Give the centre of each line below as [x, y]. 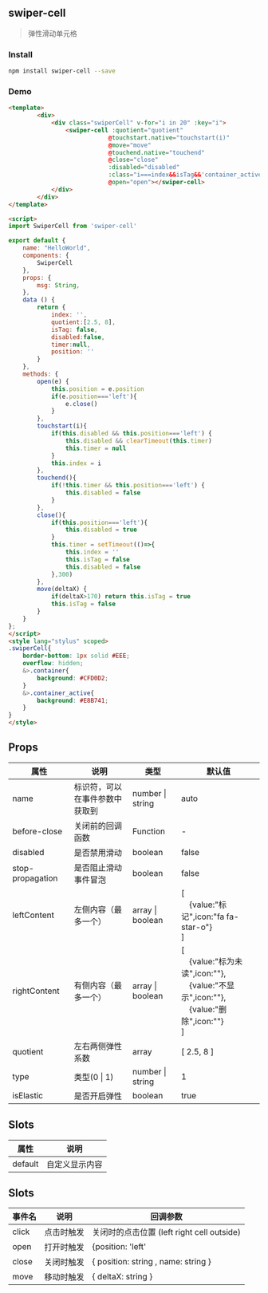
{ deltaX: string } [122, 1277]
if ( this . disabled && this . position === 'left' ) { [132, 434]
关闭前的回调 [98, 826]
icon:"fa [210, 917]
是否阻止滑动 [98, 867]
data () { [39, 300]
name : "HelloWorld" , [57, 248]
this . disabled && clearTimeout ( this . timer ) [139, 441]
